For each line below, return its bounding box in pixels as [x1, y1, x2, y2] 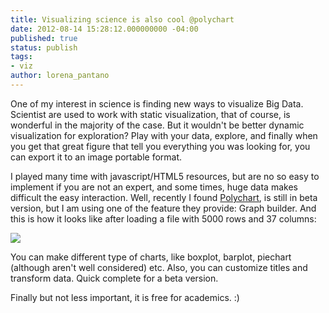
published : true [10, 33, 78, 43]
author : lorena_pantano [10, 71, 110, 81]
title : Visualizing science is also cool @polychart [10, 14, 235, 25]
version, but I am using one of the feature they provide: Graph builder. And [10, 202, 317, 214]
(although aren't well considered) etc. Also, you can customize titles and [10, 261, 308, 273]
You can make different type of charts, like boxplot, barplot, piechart [10, 251, 292, 263]
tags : [10, 52, 33, 62]
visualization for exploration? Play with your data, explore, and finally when [10, 129, 318, 141]
